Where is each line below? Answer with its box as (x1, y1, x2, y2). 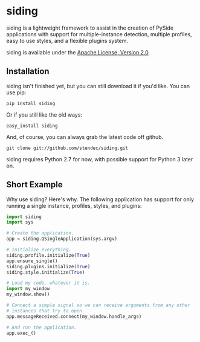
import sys (6, 219, 34, 225)
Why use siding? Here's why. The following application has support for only (6, 195, 195, 203)
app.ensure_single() (6, 258, 59, 264)
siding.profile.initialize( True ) (6, 252, 91, 258)
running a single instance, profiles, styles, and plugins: (6, 202, 142, 209)
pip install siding (6, 100, 56, 106)
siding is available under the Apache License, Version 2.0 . (6, 48, 150, 56)
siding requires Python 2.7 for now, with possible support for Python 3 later (6, 155, 193, 163)
